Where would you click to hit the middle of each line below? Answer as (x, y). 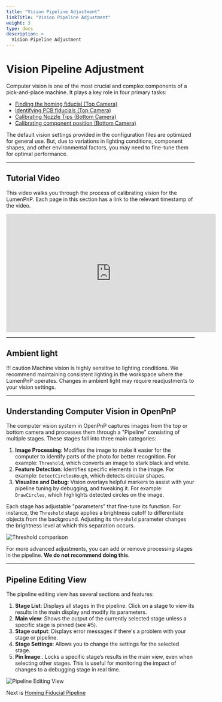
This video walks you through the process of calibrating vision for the (92, 193)
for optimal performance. (37, 154)
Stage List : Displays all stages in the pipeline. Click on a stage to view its (104, 606)
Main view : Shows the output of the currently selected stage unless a (101, 619)
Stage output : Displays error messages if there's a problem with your (101, 631)
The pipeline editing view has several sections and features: (80, 594)
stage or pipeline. (36, 638)
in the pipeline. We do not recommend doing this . (68, 555)
